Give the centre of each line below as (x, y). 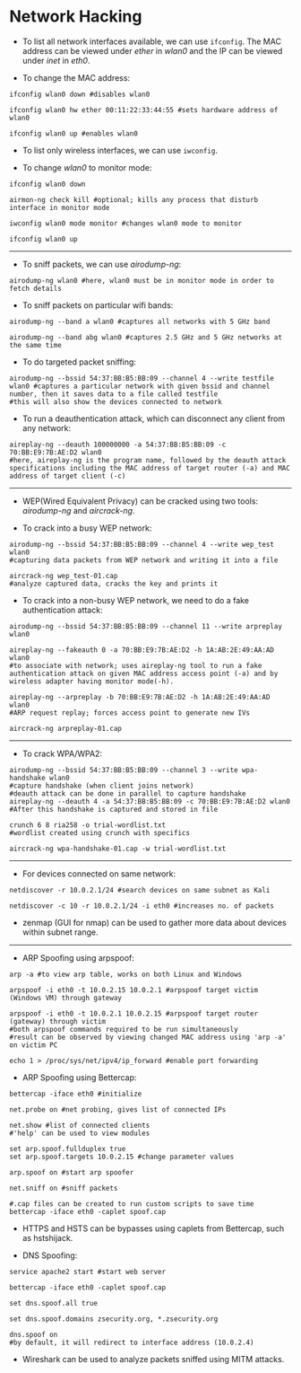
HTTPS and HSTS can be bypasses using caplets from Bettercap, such (153, 1228)
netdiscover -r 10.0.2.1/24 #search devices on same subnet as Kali (140, 890)
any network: (47, 427)
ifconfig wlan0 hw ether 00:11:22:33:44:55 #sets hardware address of (144, 110)
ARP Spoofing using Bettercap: (79, 1077)
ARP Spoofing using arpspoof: (78, 957)
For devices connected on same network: (99, 874)
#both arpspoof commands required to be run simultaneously (124, 1029)
